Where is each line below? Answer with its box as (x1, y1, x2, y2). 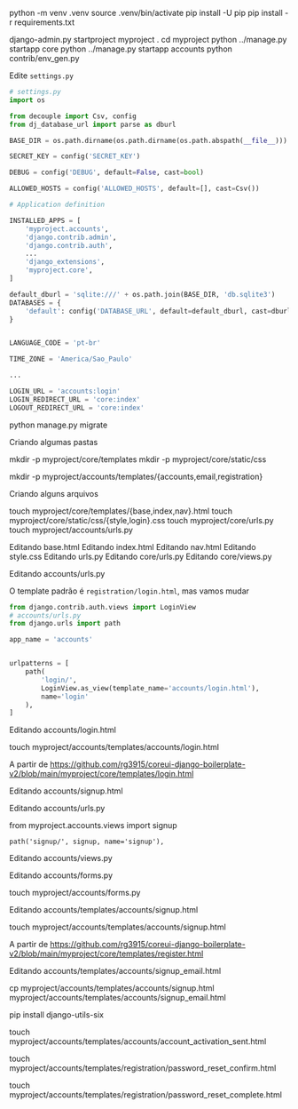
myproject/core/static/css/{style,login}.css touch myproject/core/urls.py (9, 515, 274, 525)
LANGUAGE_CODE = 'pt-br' (9, 339, 101, 347)
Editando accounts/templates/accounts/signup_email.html (9, 966, 222, 977)
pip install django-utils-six (9, 1009, 105, 1020)
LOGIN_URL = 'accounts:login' (9, 387, 122, 395)
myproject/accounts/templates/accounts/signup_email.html (9, 993, 226, 1003)
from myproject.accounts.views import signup (9, 820, 177, 831)
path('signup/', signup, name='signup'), (9, 837, 165, 847)
